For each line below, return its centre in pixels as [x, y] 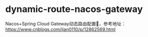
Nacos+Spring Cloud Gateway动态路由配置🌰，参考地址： [66, 23]
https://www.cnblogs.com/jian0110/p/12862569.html [60, 29]
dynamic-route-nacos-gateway [74, 9]
